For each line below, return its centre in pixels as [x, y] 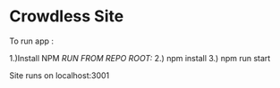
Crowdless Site [67, 16]
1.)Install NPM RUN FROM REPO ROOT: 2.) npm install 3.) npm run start [140, 58]
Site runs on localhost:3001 [59, 75]
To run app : [32, 41]
